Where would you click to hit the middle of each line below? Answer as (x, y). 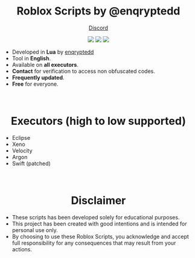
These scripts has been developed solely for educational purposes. (96, 217)
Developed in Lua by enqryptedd (53, 52)
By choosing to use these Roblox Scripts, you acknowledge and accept (100, 236)
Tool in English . (31, 58)
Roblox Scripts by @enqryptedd (98, 11)
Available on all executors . (45, 64)
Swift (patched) (31, 163)
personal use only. (35, 230)
